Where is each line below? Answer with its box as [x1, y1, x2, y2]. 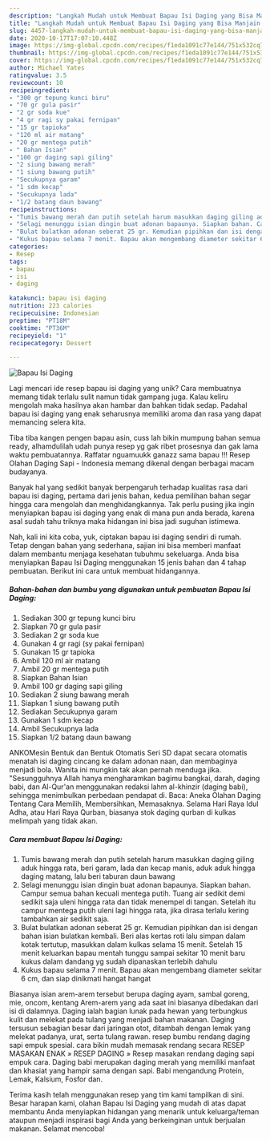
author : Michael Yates [9, 64, 85, 72]
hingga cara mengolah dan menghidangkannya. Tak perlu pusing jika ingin [9, 500, 255, 510]
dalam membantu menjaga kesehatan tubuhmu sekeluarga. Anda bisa [9, 550, 240, 559]
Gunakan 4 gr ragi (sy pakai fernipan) [20, 638, 145, 649]
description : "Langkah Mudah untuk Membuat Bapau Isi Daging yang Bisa [9, 11, 253, 20]
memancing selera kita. [9, 417, 87, 427]
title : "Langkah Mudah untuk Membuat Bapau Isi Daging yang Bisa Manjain [9, 19, 261, 27]
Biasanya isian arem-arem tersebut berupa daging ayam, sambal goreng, [9, 989, 250, 999]
